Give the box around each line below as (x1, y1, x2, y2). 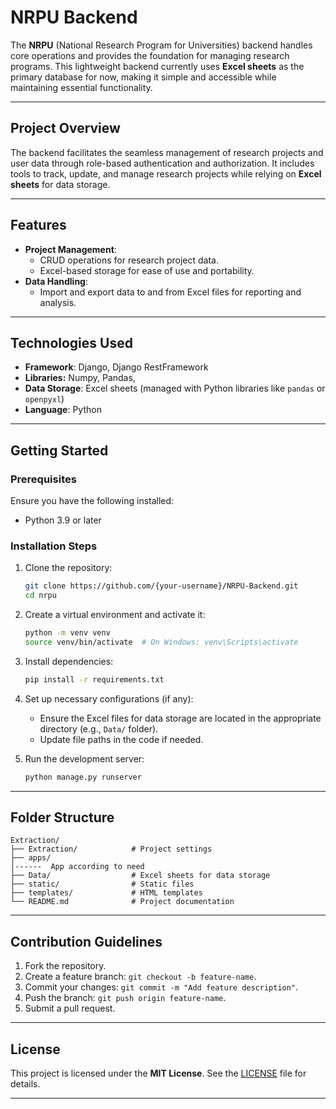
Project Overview (10, 120, 121, 137)
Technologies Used (10, 334, 133, 351)
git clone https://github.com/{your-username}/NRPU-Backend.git (24, 581, 299, 591)
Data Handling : (24, 275, 88, 287)
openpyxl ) (24, 393, 65, 405)
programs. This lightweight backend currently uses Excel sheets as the (10, 60, 305, 72)
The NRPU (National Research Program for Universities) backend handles (10, 39, 313, 51)
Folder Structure (10, 809, 115, 826)
